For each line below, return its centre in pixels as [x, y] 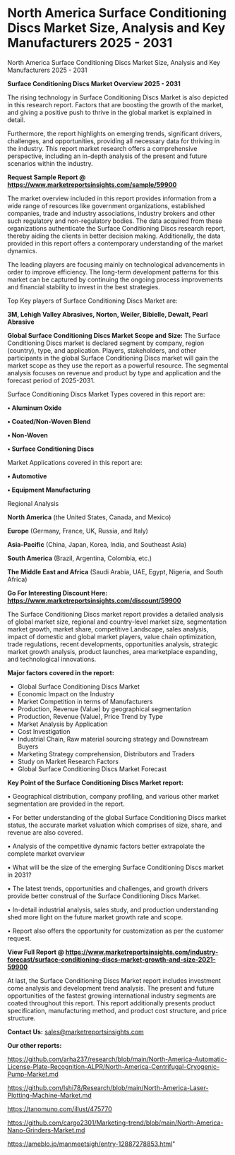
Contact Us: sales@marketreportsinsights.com [76, 1032]
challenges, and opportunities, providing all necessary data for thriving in [114, 141]
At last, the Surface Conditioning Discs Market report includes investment [114, 980]
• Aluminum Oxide [35, 408]
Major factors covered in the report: [61, 672]
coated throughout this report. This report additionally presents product [111, 1003]
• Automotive [27, 476]
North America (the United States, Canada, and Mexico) [89, 517]
